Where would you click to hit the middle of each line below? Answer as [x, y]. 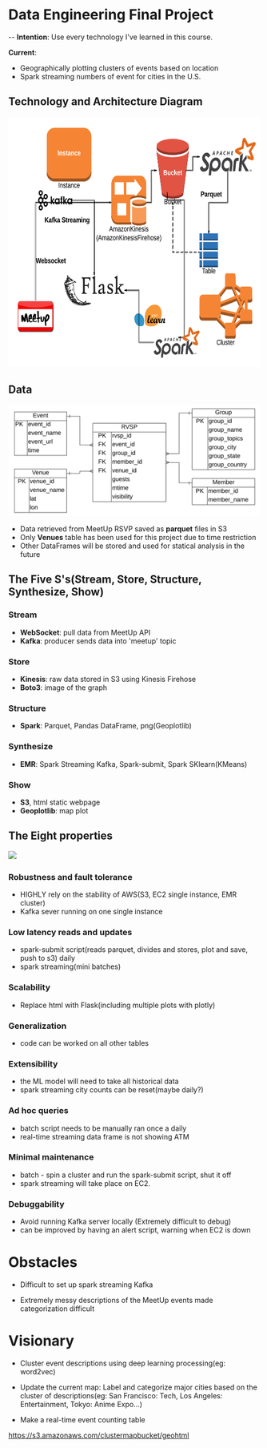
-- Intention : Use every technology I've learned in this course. [111, 37]
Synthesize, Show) [56, 592]
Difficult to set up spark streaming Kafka [86, 1285]
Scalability [29, 987]
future [30, 555]
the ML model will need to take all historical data [99, 1081]
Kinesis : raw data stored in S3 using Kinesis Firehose [108, 680]
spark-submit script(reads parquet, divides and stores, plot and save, [133, 950]
